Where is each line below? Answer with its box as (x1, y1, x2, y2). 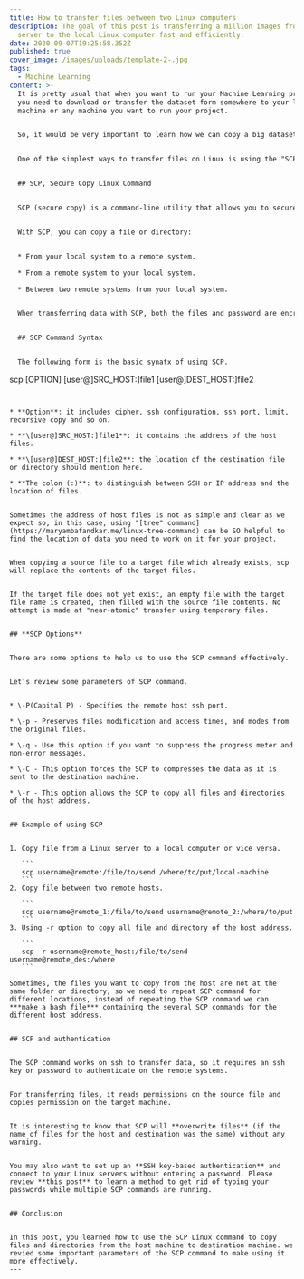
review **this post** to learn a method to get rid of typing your (9, 1177, 270, 1186)
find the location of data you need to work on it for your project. (9, 534, 278, 543)
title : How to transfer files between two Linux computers (9, 13, 237, 23)
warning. (9, 1137, 43, 1147)
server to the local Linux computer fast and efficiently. (17, 30, 245, 39)
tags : (9, 64, 30, 73)
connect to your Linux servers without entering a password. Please (9, 1169, 273, 1178)
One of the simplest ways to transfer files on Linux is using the (17, 155, 278, 164)
